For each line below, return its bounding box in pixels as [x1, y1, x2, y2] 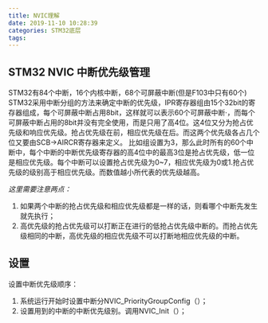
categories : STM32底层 [8, 26, 81, 34]
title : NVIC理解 [8, 11, 60, 20]
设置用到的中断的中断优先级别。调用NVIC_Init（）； [19, 305, 187, 315]
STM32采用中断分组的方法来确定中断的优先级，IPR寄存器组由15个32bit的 [8, 98, 249, 107]
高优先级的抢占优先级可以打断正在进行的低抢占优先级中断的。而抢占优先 [19, 221, 258, 231]
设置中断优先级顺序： [8, 279, 78, 289]
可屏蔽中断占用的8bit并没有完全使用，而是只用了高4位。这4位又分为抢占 [8, 118, 247, 127]
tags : [8, 33, 26, 42]
